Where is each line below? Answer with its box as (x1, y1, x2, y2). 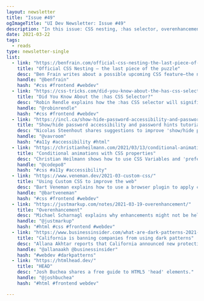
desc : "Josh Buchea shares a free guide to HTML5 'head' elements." (17, 269, 194, 275)
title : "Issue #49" (6, 15, 56, 21)
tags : (6, 37, 20, 43)
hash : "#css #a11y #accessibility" (17, 167, 107, 173)
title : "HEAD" (17, 263, 53, 269)
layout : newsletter (6, 9, 56, 15)
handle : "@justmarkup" (17, 218, 75, 224)
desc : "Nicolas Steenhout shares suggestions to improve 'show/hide (17, 128, 194, 134)
